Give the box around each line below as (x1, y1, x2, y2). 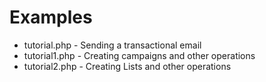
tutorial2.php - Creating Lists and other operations (23, 60, 232, 72)
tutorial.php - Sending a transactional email (23, 39, 202, 51)
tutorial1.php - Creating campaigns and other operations (23, 49, 256, 61)
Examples (9, 6, 93, 29)
